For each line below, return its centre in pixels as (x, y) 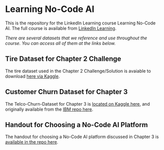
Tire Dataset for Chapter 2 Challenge (63, 59)
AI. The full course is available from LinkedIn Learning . (61, 28)
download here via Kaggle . (33, 76)
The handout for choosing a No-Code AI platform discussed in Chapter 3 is (82, 137)
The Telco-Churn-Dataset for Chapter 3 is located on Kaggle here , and (78, 104)
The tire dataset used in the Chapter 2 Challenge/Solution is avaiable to (78, 71)
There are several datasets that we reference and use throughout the (76, 38)
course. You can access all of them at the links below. (60, 43)
